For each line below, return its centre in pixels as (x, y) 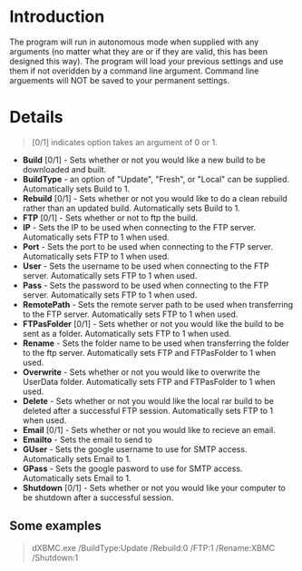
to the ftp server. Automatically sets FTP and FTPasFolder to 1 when (149, 352)
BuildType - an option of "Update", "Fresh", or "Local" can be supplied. (156, 179)
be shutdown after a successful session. (98, 497)
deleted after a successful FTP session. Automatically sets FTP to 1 (148, 410)
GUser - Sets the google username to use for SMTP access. (135, 449)
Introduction (57, 17)
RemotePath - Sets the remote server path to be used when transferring (158, 304)
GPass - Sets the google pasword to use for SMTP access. (132, 468)
